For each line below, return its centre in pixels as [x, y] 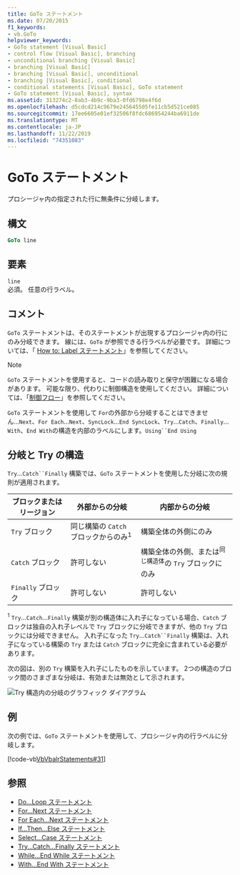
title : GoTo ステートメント [45, 14]
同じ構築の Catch [99, 526]
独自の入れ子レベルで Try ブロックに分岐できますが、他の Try [122, 626]
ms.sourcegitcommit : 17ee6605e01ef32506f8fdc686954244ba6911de [104, 114]
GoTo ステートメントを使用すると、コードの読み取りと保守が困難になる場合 [118, 379]
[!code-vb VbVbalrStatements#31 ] [56, 759]
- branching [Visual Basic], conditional [70, 80]
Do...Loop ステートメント [55, 801]
